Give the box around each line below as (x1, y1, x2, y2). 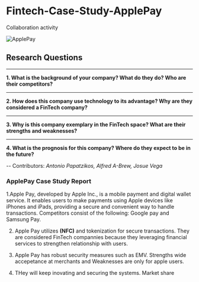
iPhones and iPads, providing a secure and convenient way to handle (6, 203, 175, 211)
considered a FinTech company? (6, 104, 88, 111)
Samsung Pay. (6, 216, 41, 223)
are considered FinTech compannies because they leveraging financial (14, 234, 188, 241)
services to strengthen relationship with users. (14, 240, 129, 247)
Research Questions (6, 52, 83, 63)
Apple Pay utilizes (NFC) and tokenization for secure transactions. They (14, 227, 190, 234)
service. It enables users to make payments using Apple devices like (6, 197, 173, 204)
